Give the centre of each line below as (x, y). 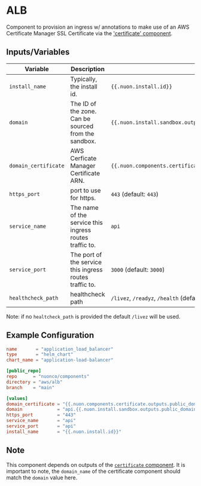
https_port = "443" (41, 415)
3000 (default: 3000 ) (138, 270)
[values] (17, 398)
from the (82, 133)
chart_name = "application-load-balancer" (60, 360)
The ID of (83, 103)
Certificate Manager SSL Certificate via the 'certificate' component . (89, 33)
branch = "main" (31, 387)
